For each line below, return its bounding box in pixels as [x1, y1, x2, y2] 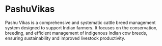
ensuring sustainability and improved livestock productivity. [5, 35, 126, 41]
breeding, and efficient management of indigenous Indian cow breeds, [5, 30, 147, 36]
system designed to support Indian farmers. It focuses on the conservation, [5, 24, 158, 30]
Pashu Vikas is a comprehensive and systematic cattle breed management [5, 20, 156, 25]
